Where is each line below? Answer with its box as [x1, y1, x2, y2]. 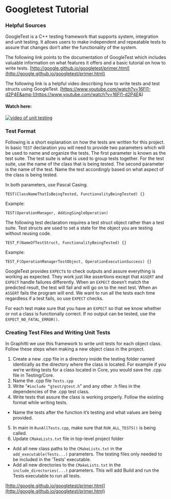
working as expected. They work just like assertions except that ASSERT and [5, 273, 163, 280]
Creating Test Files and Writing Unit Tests [5, 329, 111, 336]
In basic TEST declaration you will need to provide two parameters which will [5, 144, 165, 151]
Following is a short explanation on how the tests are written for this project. [5, 139, 165, 145]
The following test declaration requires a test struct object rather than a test [5, 219, 164, 225]
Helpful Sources [5, 22, 46, 29]
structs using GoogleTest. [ [5, 86, 62, 92]
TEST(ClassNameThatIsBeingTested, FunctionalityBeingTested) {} [5, 191, 145, 197]
